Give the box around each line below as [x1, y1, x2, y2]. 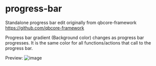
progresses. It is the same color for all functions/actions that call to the [5, 39, 151, 45]
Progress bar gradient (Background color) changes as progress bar [5, 34, 144, 40]
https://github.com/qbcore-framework [5, 24, 84, 30]
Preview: [5, 54, 24, 60]
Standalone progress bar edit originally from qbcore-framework [5, 19, 137, 25]
